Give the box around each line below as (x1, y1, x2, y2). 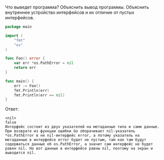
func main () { (5, 79, 34, 84)
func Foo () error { (5, 56, 45, 61)
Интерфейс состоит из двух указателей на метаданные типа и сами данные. (5, 124, 160, 129)
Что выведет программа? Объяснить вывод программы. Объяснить (5, 4, 149, 10)
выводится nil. (5, 151, 36, 156)
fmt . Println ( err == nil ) (14, 93, 65, 98)
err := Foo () (14, 83, 41, 88)
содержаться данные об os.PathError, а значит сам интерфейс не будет (5, 142, 153, 147)
